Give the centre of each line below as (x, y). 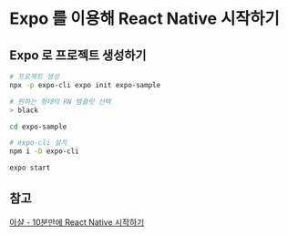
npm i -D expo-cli (44, 151)
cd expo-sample (38, 127)
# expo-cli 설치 (38, 143)
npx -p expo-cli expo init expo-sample (85, 85)
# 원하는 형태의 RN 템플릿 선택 (60, 101)
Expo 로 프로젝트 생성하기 (78, 55)
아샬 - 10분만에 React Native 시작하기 (77, 222)
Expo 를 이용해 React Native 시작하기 (144, 19)
